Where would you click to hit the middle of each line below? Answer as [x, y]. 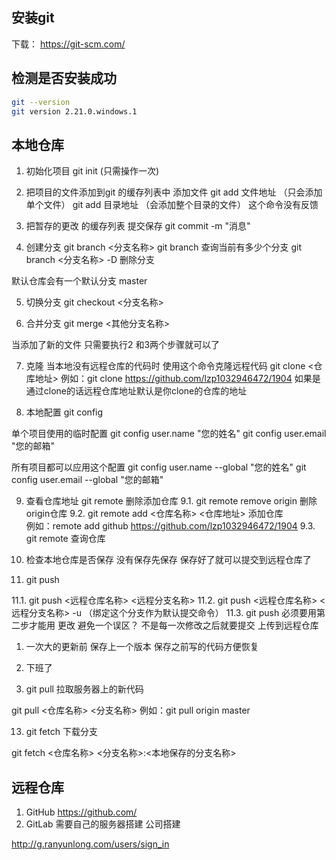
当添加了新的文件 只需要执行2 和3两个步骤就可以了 [116, 345]
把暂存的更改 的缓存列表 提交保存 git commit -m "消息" [138, 226]
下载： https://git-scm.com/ [68, 44]
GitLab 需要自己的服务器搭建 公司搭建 [103, 824]
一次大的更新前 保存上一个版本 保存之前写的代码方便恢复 [142, 647]
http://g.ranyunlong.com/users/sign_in [90, 844]
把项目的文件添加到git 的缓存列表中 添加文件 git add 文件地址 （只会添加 [174, 192]
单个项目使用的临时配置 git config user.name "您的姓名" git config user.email [169, 434]
